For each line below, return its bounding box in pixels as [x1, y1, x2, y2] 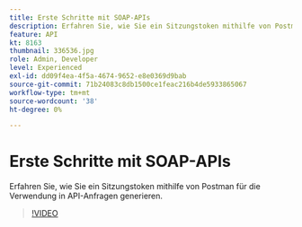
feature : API [9, 30, 58, 39]
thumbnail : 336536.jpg [9, 47, 94, 56]
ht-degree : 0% [9, 105, 63, 114]
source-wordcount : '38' [9, 96, 99, 106]
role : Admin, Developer [9, 55, 99, 64]
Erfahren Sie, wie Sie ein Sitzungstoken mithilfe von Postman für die [9, 181, 261, 192]
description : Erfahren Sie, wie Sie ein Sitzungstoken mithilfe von [9, 22, 271, 31]
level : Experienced [9, 64, 83, 73]
